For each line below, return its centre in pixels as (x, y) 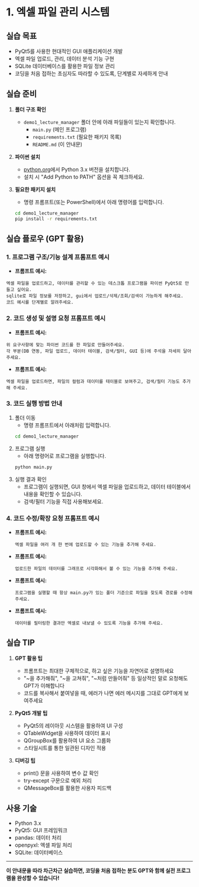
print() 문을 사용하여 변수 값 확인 (61, 773)
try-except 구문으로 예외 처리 (57, 780)
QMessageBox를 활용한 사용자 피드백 (67, 788)
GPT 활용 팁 (28, 658)
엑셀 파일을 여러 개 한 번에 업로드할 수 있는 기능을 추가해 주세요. (86, 544)
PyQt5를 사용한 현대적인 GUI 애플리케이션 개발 (69, 51)
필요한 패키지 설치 (35, 189)
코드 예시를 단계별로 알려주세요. (40, 302)
